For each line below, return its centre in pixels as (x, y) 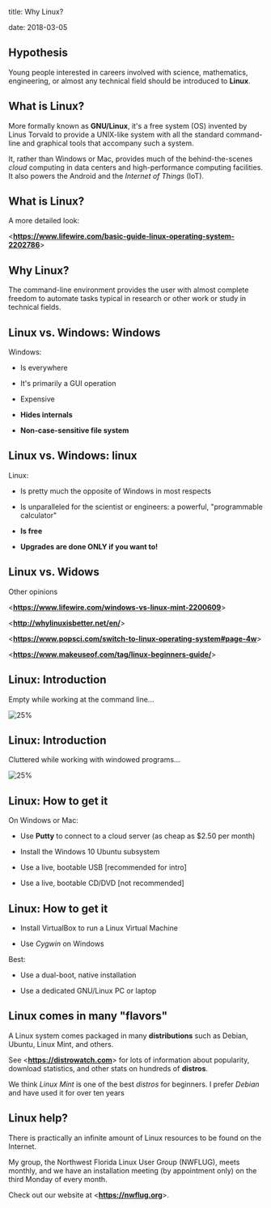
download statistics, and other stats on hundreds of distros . (108, 1068)
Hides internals (46, 415)
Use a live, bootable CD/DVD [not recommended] (102, 883)
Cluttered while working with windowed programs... (94, 760)
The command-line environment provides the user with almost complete (129, 290)
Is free (31, 531)
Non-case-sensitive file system (74, 430)
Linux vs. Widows (54, 572)
